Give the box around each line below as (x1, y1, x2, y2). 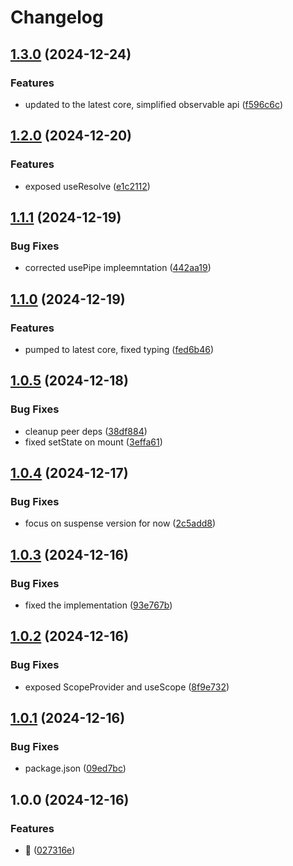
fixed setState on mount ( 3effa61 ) (24, 436, 163, 448)
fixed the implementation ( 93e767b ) (24, 599, 173, 611)
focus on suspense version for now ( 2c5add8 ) (24, 517, 217, 530)
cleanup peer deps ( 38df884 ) (24, 425, 148, 437)
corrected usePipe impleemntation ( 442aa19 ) (24, 262, 212, 274)
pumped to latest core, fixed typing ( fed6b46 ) (24, 343, 215, 355)
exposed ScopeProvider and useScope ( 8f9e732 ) (24, 681, 230, 693)
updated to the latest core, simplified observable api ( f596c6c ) (24, 98, 283, 110)
